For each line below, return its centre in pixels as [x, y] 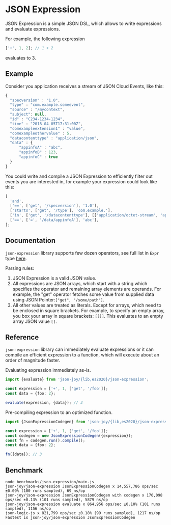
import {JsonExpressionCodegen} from [45, 422]
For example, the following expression [45, 39]
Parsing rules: [20, 268]
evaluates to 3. [21, 58]
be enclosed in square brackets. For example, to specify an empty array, [89, 310]
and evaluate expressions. [33, 29]
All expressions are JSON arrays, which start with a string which [80, 283]
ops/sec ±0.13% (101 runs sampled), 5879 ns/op [57, 500]
